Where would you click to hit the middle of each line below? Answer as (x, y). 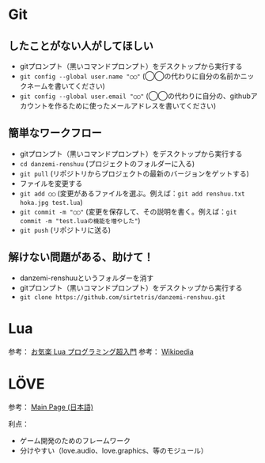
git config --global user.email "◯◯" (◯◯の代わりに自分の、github (135, 96)
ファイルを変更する (51, 183)
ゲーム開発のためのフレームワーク (75, 440)
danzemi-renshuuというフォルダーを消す (87, 278)
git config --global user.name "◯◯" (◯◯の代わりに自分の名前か (130, 76)
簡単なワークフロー (55, 133)
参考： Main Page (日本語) (51, 407)
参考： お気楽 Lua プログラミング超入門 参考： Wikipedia (101, 351)
